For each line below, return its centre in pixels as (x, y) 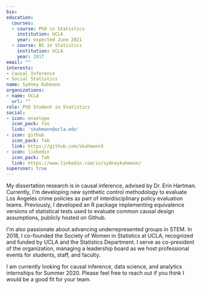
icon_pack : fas (31, 124)
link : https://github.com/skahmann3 (58, 146)
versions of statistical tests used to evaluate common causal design (90, 211)
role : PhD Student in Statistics (48, 107)
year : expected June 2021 (50, 40)
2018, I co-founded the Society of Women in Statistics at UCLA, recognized (100, 236)
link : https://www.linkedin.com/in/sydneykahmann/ (77, 163)
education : (20, 17)
